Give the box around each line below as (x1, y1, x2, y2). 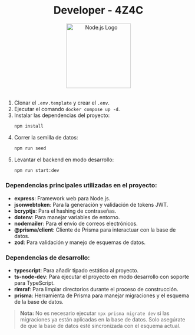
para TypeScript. (14, 279, 55, 287)
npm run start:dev (14, 167, 60, 173)
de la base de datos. (14, 298, 64, 305)
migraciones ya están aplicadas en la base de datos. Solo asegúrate (19, 316, 186, 323)
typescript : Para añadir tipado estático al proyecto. (14, 267, 139, 274)
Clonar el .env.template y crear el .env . (14, 99, 110, 106)
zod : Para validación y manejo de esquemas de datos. (14, 239, 146, 246)
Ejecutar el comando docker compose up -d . (14, 105, 120, 112)
